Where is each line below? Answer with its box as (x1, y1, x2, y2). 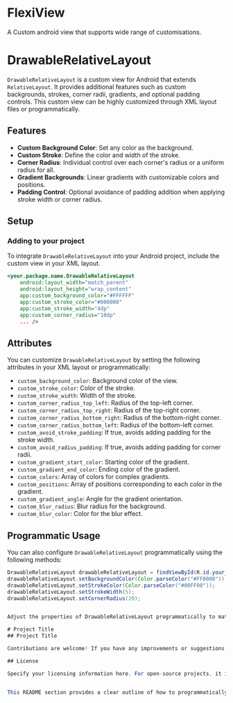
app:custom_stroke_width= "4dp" (19, 305, 110, 312)
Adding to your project (7, 236, 85, 245)
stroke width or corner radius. (17, 195, 103, 203)
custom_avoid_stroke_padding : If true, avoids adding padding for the (17, 428, 212, 437)
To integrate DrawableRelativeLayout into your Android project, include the (7, 252, 220, 260)
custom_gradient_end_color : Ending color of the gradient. (17, 465, 180, 474)
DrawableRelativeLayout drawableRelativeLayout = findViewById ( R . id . (7, 569, 213, 576)
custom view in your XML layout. (7, 259, 101, 268)
